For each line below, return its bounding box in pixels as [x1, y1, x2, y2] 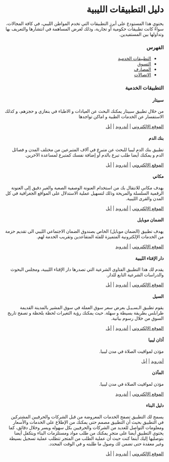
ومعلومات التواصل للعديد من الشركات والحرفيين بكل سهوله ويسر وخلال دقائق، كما [8, 424, 164, 430]
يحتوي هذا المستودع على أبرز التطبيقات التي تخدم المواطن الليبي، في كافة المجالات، [6, 20, 164, 26]
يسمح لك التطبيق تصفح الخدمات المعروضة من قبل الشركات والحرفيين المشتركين [11, 413, 164, 420]
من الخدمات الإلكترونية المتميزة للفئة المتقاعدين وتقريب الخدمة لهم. [36, 233, 164, 239]
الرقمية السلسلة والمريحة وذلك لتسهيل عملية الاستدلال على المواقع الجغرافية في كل [5, 190, 164, 196]
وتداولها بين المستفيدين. [119, 31, 164, 37]
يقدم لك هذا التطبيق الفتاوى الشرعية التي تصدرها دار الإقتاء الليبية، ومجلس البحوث [10, 266, 164, 272]
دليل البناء [145, 403, 164, 409]
